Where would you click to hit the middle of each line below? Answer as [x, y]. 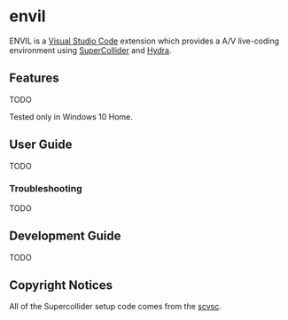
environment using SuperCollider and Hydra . [90, 50]
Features [34, 78]
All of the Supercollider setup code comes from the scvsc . [115, 307]
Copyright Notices [61, 285]
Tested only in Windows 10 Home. [71, 116]
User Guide [41, 145]
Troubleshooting [46, 189]
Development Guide [65, 236]
